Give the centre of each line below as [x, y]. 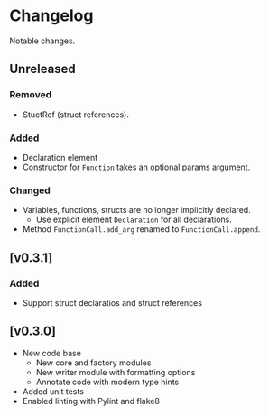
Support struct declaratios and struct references [112, 302]
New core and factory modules [93, 363]
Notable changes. [42, 41]
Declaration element [60, 157]
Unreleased [43, 69]
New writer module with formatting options [116, 372]
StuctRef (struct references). [75, 115]
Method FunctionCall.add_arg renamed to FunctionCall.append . [141, 229]
